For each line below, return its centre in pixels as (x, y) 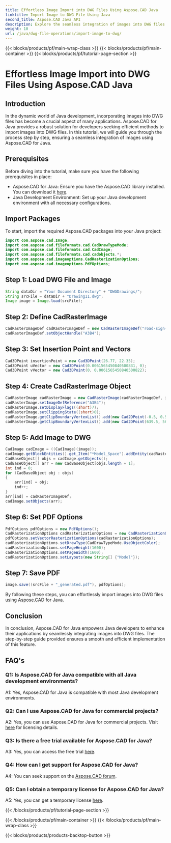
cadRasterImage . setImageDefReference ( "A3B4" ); (55, 403)
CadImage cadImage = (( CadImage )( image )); (51, 449)
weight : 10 (17, 29)
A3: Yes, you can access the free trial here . (50, 752)
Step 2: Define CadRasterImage (56, 317)
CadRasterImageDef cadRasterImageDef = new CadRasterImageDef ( (74, 329)
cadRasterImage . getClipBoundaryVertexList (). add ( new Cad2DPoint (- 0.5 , (82, 417)
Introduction (25, 104)
